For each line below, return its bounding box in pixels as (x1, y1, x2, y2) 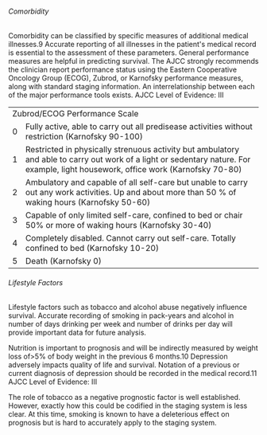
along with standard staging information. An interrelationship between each (8, 82, 255, 92)
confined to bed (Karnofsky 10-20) (25, 243, 159, 254)
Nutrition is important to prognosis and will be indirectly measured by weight (8, 343, 258, 353)
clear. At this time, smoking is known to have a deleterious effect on (8, 410, 230, 419)
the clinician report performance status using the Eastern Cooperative (8, 65, 237, 75)
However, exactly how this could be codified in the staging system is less (8, 401, 248, 410)
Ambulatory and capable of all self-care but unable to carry (25, 177, 249, 188)
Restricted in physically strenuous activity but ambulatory (25, 144, 240, 155)
